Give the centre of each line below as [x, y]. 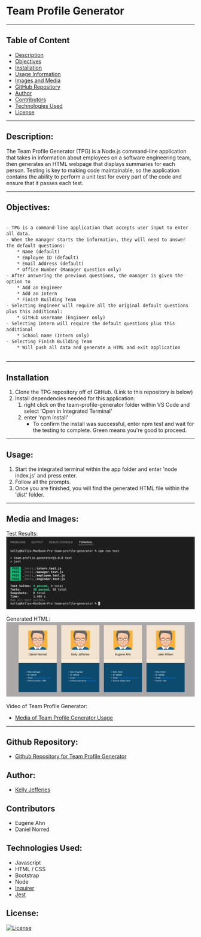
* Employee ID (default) [48, 258]
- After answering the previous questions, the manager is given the [95, 276]
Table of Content [38, 40]
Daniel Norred [32, 829]
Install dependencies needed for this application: [75, 398]
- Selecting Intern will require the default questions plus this [91, 324]
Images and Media [38, 80]
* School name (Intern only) [53, 336]
